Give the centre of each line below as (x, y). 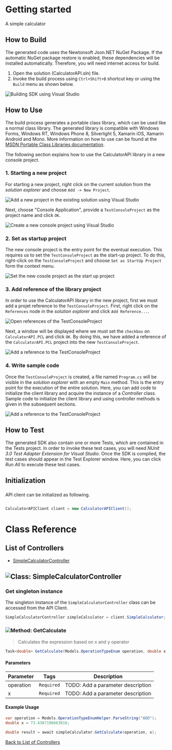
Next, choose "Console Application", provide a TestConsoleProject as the (83, 210)
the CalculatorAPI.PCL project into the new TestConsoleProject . (72, 342)
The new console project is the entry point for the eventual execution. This (84, 250)
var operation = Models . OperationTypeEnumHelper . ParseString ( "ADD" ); (81, 718)
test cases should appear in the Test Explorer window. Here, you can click (83, 459)
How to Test (25, 430)
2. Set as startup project (36, 239)
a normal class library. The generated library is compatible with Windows (82, 128)
